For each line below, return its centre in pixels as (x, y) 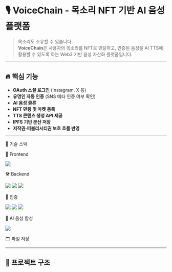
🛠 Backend (17, 174)
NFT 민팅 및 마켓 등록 (34, 109)
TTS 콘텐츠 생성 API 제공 (38, 115)
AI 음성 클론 (25, 103)
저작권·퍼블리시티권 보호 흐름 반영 (46, 128)
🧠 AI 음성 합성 (19, 218)
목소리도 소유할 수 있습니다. (45, 41)
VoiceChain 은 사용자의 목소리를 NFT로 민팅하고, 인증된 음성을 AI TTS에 (90, 48)
